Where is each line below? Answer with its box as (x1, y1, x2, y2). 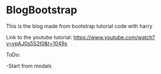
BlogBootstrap (6, 3, 78, 17)
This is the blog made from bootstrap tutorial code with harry (6, 23, 153, 29)
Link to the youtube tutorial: (6, 34, 72, 40)
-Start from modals (6, 62, 52, 69)
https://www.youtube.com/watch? (73, 34, 156, 40)
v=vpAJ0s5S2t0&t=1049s (6, 40, 68, 47)
